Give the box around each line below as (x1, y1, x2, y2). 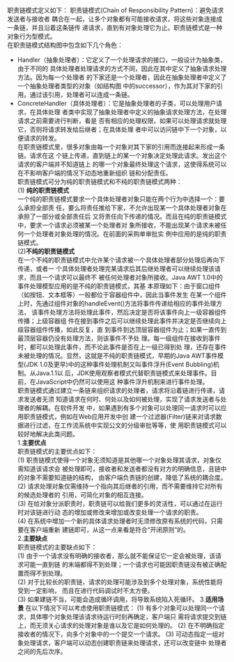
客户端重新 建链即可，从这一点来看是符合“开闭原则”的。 (29, 526, 190, 534)
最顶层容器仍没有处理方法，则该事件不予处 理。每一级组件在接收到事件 (17, 334, 221, 342)
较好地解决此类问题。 (17, 430, 79, 438)
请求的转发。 (23, 134, 61, 142)
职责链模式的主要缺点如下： (17, 543, 97, 551)
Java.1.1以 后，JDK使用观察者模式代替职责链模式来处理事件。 (36, 369, 211, 377)
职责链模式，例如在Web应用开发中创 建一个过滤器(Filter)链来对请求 (23, 413, 216, 420)
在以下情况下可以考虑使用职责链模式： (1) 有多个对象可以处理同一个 (25, 604, 219, 612)
